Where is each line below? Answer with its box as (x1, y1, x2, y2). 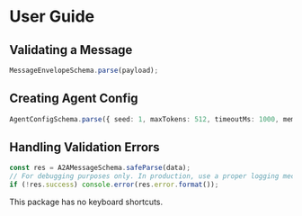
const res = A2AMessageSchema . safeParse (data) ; (9, 164, 191, 173)
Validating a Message (9, 42, 133, 58)
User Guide (9, 6, 95, 27)
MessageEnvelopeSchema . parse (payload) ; (9, 66, 159, 75)
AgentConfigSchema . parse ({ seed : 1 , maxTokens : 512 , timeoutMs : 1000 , (9, 114, 280, 123)
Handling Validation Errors (9, 139, 160, 155)
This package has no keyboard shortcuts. (9, 196, 164, 207)
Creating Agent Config (9, 91, 138, 106)
